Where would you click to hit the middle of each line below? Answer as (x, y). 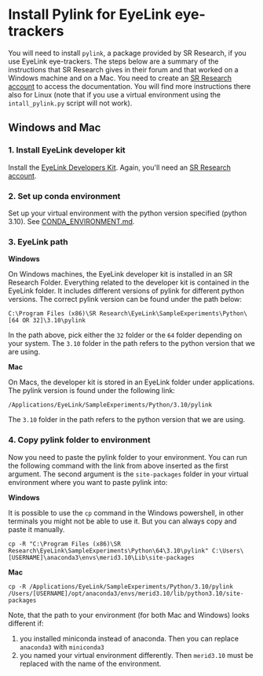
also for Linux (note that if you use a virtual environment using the (115, 94)
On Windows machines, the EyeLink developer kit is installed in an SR (121, 274)
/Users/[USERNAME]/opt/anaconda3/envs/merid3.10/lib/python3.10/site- (126, 593)
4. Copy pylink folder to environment (79, 440)
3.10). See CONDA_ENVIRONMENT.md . (71, 221)
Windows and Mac (55, 128)
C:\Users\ (228, 551)
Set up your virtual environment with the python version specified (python (128, 213)
